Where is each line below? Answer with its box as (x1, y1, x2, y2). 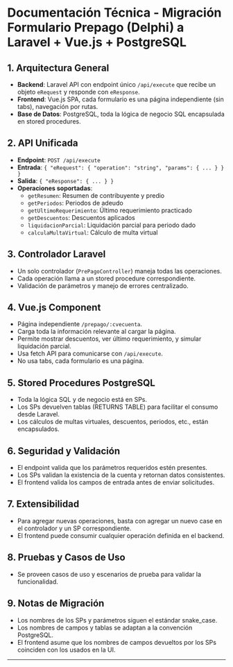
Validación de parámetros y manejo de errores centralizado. (17, 281, 189, 289)
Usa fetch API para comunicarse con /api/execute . (17, 349, 163, 358)
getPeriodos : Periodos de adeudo (27, 199, 123, 207)
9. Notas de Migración (7, 598, 105, 609)
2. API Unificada (7, 137, 78, 149)
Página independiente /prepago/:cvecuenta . (17, 320, 143, 328)
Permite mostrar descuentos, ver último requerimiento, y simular (17, 335, 202, 343)
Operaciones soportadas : (17, 184, 93, 192)
